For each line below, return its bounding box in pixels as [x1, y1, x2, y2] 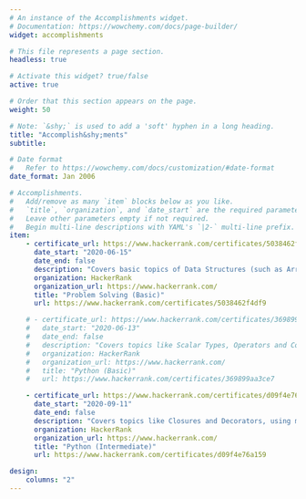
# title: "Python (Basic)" [25, 366, 137, 375]
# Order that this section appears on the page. [9, 97, 198, 106]
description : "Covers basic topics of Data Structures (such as [33, 265, 283, 274]
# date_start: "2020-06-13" [25, 324, 141, 333]
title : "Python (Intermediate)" [33, 442, 157, 452]
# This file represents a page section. [9, 47, 166, 56]
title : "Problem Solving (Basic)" [33, 290, 166, 299]
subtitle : [9, 139, 47, 148]
